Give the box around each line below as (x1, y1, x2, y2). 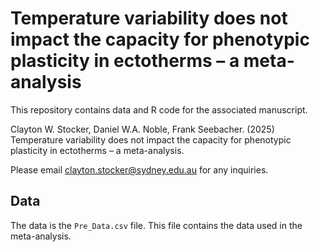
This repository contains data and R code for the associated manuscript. (10, 103, 308, 116)
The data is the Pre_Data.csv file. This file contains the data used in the (10, 219, 303, 231)
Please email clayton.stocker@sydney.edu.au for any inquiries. (10, 163, 269, 176)
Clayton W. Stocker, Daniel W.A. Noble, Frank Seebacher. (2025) (10, 123, 275, 135)
